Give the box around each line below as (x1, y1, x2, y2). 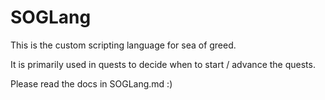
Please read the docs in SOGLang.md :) (10, 77, 173, 90)
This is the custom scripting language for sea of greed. (10, 39, 237, 51)
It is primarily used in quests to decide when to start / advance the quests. (10, 58, 316, 70)
